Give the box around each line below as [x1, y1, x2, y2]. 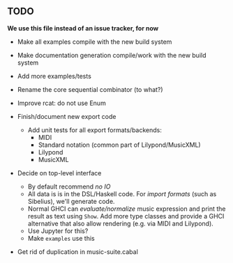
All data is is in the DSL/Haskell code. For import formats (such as [27, 189, 217, 198]
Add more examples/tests [17, 72, 92, 80]
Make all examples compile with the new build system [17, 38, 172, 46]
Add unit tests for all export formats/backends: [27, 125, 163, 134]
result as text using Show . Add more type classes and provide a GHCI [27, 212, 225, 220]
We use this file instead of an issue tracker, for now [7, 24, 159, 32]
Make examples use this [27, 234, 96, 242]
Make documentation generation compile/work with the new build [17, 51, 206, 59]
